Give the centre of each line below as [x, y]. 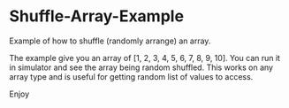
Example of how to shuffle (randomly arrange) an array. [110, 41]
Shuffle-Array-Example [96, 16]
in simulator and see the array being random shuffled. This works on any [141, 67]
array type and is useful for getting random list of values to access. [131, 76]
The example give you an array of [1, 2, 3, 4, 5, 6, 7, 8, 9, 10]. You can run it [145, 58]
